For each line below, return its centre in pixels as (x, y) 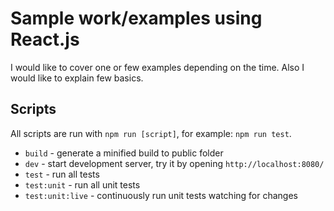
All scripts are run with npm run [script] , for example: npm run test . (151, 133)
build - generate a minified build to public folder (124, 153)
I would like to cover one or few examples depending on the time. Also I (157, 67)
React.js (45, 39)
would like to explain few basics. (77, 78)
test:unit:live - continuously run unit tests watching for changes (161, 195)
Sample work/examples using (136, 18)
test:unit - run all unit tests (82, 184)
